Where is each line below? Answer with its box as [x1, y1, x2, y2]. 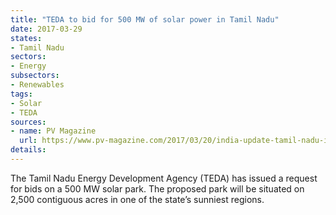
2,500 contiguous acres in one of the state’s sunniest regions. [10, 193, 265, 205]
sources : [10, 117, 47, 127]
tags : [10, 89, 33, 99]
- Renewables [10, 80, 65, 90]
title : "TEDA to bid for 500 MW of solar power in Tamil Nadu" [10, 14, 280, 25]
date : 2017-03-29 [10, 24, 83, 34]
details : [10, 145, 47, 155]
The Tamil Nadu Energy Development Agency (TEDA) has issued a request [10, 172, 318, 184]
